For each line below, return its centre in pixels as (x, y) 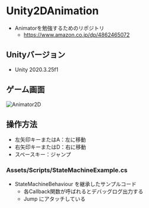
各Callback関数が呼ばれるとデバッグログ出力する (83, 191)
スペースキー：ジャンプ (43, 155)
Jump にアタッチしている (54, 199)
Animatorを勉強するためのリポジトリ (59, 28)
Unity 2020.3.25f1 (36, 69)
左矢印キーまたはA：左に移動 (50, 140)
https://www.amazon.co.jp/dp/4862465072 (77, 34)
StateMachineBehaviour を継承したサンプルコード (76, 184)
